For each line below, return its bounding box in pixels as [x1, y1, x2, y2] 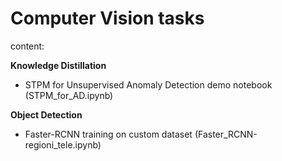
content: [10, 40, 45, 52]
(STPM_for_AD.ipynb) [24, 89, 114, 101]
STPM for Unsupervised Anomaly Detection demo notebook [24, 78, 273, 91]
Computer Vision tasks [10, 7, 205, 30]
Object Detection [10, 108, 83, 121]
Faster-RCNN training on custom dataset [24, 128, 193, 140]
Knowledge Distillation [10, 59, 107, 71]
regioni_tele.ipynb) [24, 138, 102, 151]
